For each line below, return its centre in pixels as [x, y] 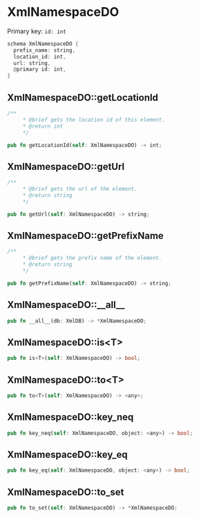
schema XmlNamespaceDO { [43, 44]
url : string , [32, 63]
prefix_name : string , [45, 50]
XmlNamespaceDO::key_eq [67, 454]
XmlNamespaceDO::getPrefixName [85, 236]
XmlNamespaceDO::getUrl [66, 166]
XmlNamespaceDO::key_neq [70, 418]
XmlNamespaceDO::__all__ [66, 305]
